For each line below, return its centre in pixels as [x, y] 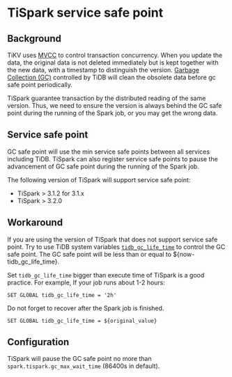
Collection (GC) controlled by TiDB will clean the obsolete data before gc [111, 77]
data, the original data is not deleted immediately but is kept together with [113, 63]
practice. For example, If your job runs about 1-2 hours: [86, 282]
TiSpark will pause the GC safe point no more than [79, 359]
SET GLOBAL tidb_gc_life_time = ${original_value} [82, 321]
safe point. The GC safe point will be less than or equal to [90, 254]
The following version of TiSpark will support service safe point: [99, 179]
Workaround [35, 223]
